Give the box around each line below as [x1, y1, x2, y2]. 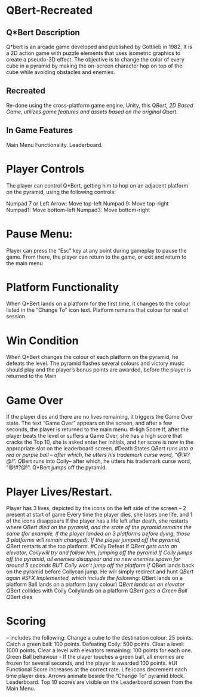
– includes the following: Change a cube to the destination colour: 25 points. [6, 634, 193, 641]
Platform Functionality [6, 280, 119, 294]
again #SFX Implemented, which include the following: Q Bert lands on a [6, 575, 183, 582]
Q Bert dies [6, 594, 33, 601]
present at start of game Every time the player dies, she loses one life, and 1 [6, 511, 193, 518]
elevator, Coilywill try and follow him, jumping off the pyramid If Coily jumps [6, 549, 193, 556]
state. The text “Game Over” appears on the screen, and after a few [6, 419, 173, 427]
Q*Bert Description [6, 27, 81, 38]
